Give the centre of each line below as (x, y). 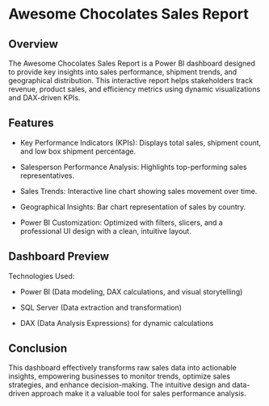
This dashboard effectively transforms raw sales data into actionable (122, 368)
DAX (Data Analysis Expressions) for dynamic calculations (117, 323)
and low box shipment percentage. (78, 151)
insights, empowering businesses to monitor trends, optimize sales (120, 376)
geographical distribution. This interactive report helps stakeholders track (130, 80)
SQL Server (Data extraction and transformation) (101, 307)
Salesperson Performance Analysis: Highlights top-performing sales (133, 167)
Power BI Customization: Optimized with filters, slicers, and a (122, 222)
